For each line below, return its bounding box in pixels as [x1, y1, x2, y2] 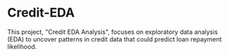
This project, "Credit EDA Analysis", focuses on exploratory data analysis [7, 28, 218, 36]
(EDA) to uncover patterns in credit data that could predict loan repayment [7, 35, 223, 43]
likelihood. [7, 42, 37, 50]
